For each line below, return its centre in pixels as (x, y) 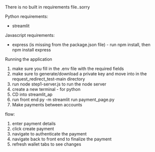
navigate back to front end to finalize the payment (62, 139)
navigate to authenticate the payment (49, 134)
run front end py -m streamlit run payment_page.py (63, 100)
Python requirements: (27, 16)
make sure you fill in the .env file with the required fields (68, 68)
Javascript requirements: (30, 35)
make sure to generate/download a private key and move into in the (79, 74)
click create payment (33, 129)
